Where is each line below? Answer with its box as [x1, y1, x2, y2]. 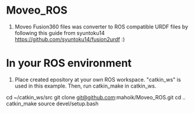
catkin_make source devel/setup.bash [6, 100, 99, 107]
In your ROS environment [6, 57, 132, 70]
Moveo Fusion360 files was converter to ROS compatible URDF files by [14, 23, 188, 30]
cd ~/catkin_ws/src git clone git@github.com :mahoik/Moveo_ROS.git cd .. [6, 93, 186, 101]
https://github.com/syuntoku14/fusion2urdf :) [14, 35, 125, 43]
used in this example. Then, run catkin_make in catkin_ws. [14, 82, 157, 89]
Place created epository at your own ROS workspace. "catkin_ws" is [14, 76, 182, 83]
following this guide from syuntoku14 [14, 29, 105, 36]
